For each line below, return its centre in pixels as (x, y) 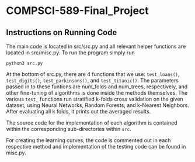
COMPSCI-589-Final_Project (77, 11)
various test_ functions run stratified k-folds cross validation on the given (95, 99)
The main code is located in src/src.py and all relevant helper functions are (96, 46)
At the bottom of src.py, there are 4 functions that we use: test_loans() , (93, 74)
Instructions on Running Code (62, 32)
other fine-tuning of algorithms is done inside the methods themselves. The (97, 93)
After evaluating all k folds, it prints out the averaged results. (79, 111)
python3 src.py (25, 63)
